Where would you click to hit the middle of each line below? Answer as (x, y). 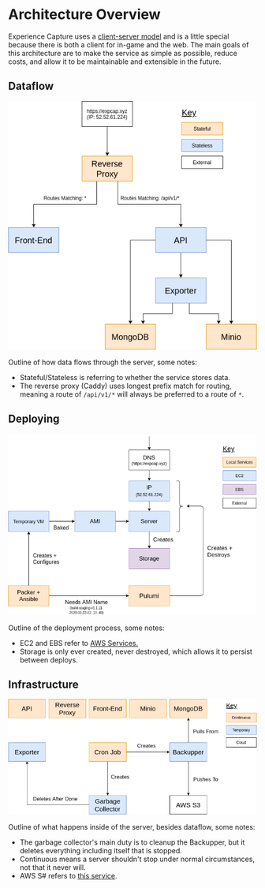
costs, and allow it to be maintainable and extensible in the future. (115, 62)
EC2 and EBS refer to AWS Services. (79, 643)
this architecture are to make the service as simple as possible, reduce (123, 53)
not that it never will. (52, 867)
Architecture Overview (84, 15)
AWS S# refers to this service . (68, 875)
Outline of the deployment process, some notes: (86, 628)
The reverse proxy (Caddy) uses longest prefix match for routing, (125, 386)
